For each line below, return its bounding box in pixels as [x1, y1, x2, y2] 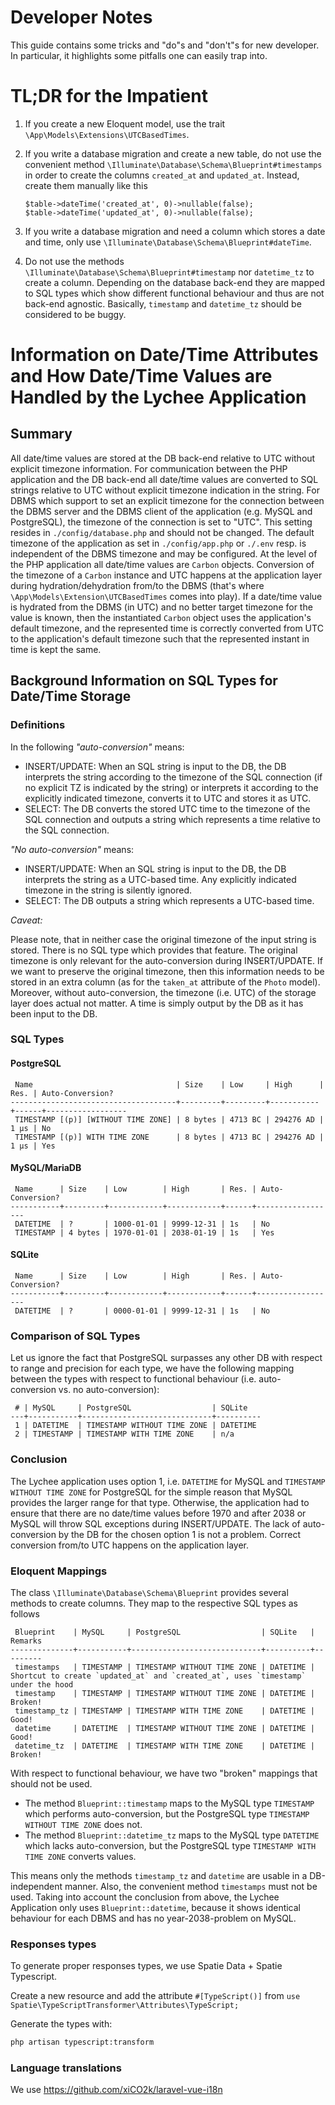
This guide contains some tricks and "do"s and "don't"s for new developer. [10, 39, 320, 51]
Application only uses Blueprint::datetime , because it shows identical [10, 1901, 302, 1913]
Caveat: [10, 914, 43, 926]
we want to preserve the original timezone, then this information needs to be [10, 965, 325, 977]
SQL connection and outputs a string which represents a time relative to [24, 813, 321, 825]
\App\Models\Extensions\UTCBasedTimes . [24, 128, 190, 140]
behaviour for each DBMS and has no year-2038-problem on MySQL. [10, 1912, 297, 1924]
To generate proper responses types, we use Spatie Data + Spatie [10, 1960, 283, 1972]
